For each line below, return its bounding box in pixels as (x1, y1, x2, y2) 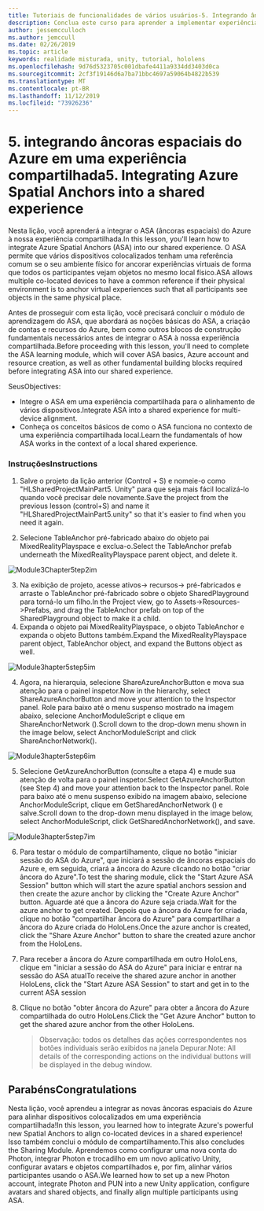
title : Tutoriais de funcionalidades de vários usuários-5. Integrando (8, 11, 247, 20)
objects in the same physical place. (8, 293, 123, 303)
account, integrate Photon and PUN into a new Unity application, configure (8, 1179, 250, 1188)
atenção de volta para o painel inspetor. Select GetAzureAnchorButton (19, 775, 246, 785)
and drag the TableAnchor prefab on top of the (53, 605, 204, 615)
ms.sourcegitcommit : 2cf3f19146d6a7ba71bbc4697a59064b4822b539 (8, 70, 220, 78)
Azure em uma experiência (8, 150, 187, 167)
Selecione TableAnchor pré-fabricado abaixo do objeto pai (19, 533, 210, 543)
